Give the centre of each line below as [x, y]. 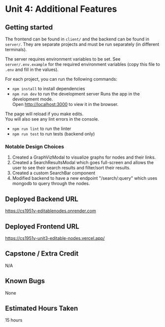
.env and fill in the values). [32, 69]
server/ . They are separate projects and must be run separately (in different [82, 44]
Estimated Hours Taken [42, 308]
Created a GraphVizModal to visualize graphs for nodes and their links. [84, 157]
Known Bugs [25, 281]
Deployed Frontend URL [42, 226]
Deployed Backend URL [42, 199]
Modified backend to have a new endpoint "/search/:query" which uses [85, 178]
